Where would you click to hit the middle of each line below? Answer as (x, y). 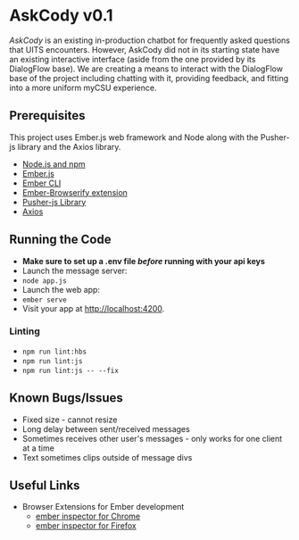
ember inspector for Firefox (86, 526)
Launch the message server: (75, 270)
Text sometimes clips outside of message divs (107, 457)
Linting (25, 331)
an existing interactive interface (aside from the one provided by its (133, 59)
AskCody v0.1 (61, 16)
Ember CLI (42, 183)
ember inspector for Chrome (88, 516)
